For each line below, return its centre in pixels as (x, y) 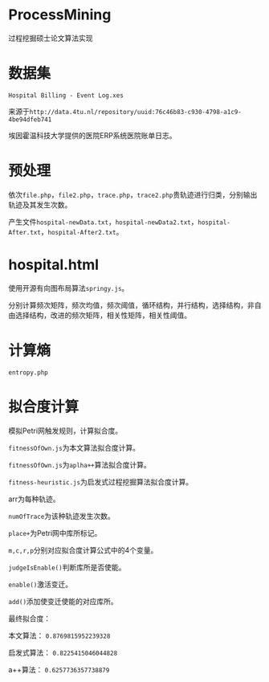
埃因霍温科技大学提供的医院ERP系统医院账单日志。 (92, 135)
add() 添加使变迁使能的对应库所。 (63, 601)
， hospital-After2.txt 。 (82, 231)
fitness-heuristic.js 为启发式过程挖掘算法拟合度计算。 (101, 482)
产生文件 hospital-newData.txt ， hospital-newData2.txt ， (103, 222)
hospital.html (53, 265)
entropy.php (28, 372)
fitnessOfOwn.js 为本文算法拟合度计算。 (74, 447)
